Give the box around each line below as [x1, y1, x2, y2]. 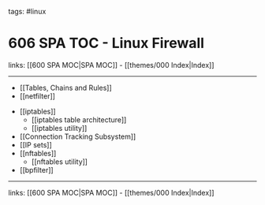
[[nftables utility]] [31, 157, 88, 166]
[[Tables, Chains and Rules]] [19, 83, 112, 92]
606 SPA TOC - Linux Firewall [8, 35, 205, 52]
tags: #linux [8, 7, 47, 16]
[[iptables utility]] [31, 123, 88, 132]
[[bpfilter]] [19, 165, 54, 174]
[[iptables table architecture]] [31, 114, 127, 125]
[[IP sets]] [19, 140, 53, 149]
